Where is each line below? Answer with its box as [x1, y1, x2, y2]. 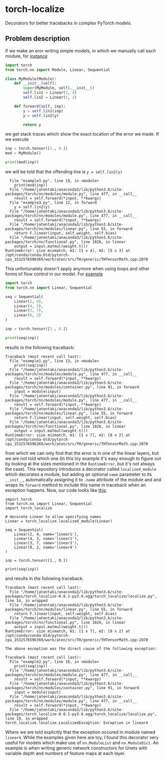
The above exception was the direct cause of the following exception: [5, 646, 157, 651]
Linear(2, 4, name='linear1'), [14, 532, 79, 537]
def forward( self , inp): [14, 104, 66, 109]
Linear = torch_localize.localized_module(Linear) [5, 519, 113, 524]
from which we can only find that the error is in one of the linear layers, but [5, 450, 159, 456]
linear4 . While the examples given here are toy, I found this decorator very [5, 734, 159, 740]
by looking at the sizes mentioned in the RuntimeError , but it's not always [5, 460, 155, 467]
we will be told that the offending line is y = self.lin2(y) [5, 169, 123, 175]
